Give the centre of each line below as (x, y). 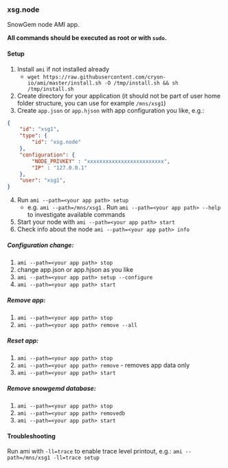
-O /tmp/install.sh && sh (141, 83)
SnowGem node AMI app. (44, 25)
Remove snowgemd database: (52, 388)
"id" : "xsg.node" (56, 142)
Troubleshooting (32, 436)
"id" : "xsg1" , (39, 129)
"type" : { (34, 136)
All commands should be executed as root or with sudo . (87, 38)
